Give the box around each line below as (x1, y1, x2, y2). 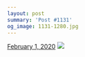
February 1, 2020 (7, 43, 56, 51)
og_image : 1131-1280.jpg (7, 23, 79, 30)
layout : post (7, 10, 45, 17)
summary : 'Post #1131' (7, 16, 73, 23)
